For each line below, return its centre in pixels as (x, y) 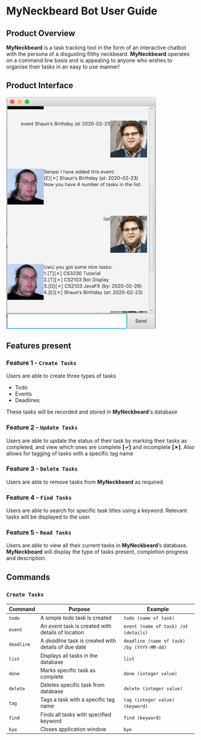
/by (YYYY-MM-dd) (145, 648)
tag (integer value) (149, 700)
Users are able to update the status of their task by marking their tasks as (97, 441)
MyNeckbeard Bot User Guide (82, 11)
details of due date (63, 647)
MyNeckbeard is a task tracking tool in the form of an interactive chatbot (96, 47)
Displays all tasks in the (69, 655)
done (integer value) (150, 674)
